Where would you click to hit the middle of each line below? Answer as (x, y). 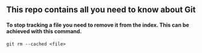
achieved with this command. (44, 31)
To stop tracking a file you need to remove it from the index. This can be (98, 25)
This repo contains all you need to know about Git (101, 10)
